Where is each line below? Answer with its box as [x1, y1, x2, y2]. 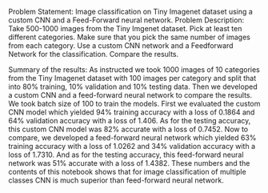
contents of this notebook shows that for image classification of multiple [8, 167, 246, 176]
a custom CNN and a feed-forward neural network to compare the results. [8, 90, 253, 99]
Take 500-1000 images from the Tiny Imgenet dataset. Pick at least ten [8, 24, 242, 33]
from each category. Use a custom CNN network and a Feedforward [8, 41, 234, 50]
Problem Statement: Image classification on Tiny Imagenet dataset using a [8, 7, 254, 16]
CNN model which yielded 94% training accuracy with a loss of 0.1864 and [8, 107, 255, 117]
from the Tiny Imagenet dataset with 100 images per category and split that [8, 74, 257, 82]
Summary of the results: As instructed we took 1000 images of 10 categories [8, 65, 260, 74]
